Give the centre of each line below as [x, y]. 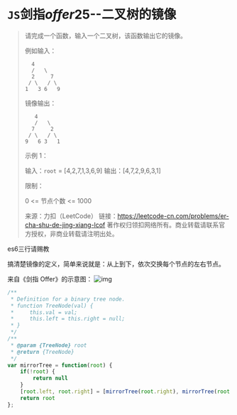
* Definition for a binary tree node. [68, 299]
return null [51, 378]
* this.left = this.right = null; [68, 319]
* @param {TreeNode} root [49, 345]
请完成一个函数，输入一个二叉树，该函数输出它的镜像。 [105, 36]
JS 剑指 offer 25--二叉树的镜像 [92, 15]
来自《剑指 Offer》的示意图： [50, 279]
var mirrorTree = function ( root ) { [60, 365]
